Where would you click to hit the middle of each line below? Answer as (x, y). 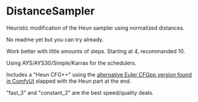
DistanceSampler (51, 11)
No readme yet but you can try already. (55, 39)
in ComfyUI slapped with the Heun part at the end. (69, 81)
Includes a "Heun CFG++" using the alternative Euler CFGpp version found (99, 74)
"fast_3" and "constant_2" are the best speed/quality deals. (80, 92)
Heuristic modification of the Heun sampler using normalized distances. (95, 28)
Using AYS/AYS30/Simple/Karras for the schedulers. (72, 63)
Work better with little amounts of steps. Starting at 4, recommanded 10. (96, 51)
